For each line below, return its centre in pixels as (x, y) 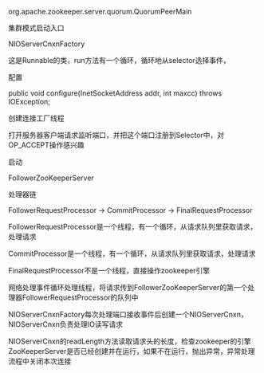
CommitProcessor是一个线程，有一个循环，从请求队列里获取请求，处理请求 (132, 253)
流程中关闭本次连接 (40, 361)
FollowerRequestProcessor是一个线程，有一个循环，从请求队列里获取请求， (133, 227)
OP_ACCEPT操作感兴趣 (47, 145)
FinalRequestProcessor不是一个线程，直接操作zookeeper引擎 (109, 271)
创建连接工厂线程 (36, 118)
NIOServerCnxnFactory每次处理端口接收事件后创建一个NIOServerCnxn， (128, 314)
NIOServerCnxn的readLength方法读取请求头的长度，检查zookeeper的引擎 (130, 341)
